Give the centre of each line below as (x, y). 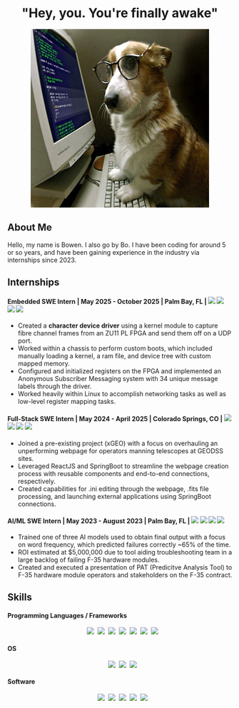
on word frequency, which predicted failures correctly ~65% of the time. (124, 545)
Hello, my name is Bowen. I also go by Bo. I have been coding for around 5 (117, 245)
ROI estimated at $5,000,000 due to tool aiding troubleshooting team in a (125, 552)
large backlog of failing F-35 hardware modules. (88, 560)
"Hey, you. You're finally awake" (120, 13)
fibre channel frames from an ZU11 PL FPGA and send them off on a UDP (124, 333)
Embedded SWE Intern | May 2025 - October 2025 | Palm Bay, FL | (107, 301)
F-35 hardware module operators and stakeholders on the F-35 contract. (125, 575)
